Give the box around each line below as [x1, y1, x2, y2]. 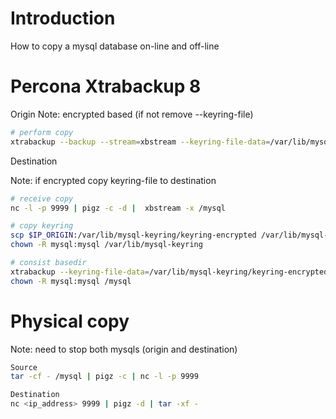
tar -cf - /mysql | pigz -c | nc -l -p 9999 [10, 372, 199, 382]
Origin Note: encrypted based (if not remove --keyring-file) [10, 108, 254, 120]
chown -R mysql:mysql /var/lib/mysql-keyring [10, 240, 203, 250]
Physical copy [10, 310, 130, 332]
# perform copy [10, 127, 74, 137]
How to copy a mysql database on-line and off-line [10, 40, 220, 52]
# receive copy [10, 193, 74, 204]
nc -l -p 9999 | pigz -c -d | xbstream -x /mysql [10, 203, 226, 213]
